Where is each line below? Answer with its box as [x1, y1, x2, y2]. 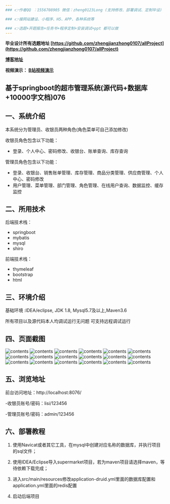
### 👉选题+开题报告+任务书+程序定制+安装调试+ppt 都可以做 [5, 26, 119, 31]
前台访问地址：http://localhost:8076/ [5, 389, 82, 395]
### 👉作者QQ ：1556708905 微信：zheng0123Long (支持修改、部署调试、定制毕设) [5, 7, 162, 13]
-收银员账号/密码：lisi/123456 [5, 400, 67, 406]
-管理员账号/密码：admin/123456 [5, 411, 74, 417]
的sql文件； [12, 448, 37, 454]
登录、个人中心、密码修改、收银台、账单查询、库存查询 [12, 148, 128, 154]
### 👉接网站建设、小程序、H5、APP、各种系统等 [5, 16, 95, 22]
